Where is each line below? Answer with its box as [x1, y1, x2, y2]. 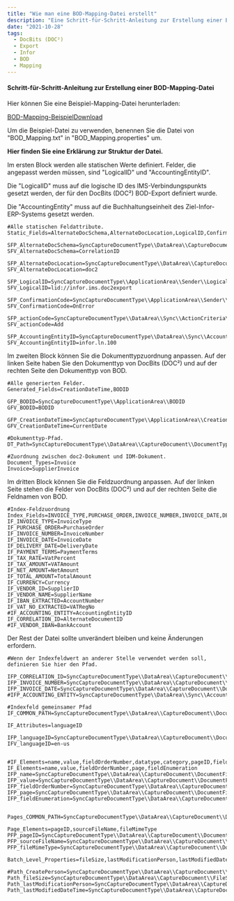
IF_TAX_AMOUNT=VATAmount [7, 561, 79, 568]
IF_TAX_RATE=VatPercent [7, 554, 77, 561]
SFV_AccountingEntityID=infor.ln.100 [7, 339, 117, 346]
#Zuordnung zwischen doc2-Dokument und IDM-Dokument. [7, 453, 167, 460]
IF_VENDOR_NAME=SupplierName [7, 591, 92, 598]
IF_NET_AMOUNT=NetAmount [7, 566, 79, 574]
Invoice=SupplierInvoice [7, 465, 79, 472]
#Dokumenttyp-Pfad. [7, 434, 64, 441]
